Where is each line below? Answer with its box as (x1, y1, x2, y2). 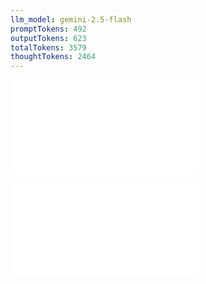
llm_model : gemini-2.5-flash (10, 14, 132, 25)
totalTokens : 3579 (10, 42, 87, 53)
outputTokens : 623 (10, 33, 87, 43)
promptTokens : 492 (10, 24, 87, 34)
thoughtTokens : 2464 (10, 52, 97, 62)
